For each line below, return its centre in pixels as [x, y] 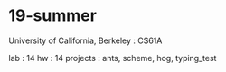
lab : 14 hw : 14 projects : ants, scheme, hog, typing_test [113, 58]
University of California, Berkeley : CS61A [85, 40]
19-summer [52, 16]
